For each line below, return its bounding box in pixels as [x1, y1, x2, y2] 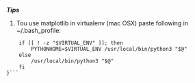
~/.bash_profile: [16, 27, 61, 34]
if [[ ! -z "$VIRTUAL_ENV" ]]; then [18, 40, 124, 47]
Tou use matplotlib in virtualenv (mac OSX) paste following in [16, 19, 189, 27]
